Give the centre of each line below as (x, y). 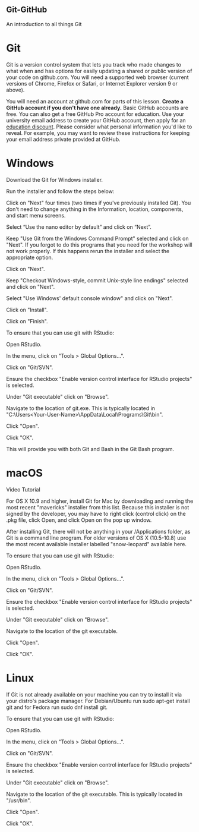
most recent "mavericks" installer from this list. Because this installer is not (98, 507)
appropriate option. (30, 257)
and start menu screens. (36, 215)
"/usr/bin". (19, 800)
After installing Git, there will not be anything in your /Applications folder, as (98, 531)
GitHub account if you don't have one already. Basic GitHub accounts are (97, 108)
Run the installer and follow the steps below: (60, 191)
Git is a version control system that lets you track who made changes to (94, 64)
